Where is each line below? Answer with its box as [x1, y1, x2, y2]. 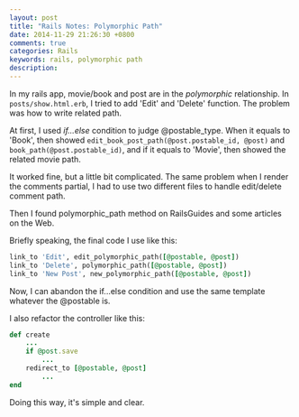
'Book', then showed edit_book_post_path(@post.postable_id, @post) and [9, 134, 285, 145]
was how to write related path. [9, 107, 122, 118]
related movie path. [9, 153, 81, 164]
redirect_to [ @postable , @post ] [25, 364, 147, 373]
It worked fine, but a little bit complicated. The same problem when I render [9, 171, 289, 181]
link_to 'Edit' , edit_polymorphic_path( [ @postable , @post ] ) [9, 252, 240, 262]
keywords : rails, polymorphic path [9, 55, 143, 64]
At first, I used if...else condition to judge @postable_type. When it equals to [9, 125, 291, 135]
